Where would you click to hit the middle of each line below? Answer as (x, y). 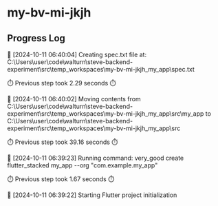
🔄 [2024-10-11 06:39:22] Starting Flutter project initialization (92, 195)
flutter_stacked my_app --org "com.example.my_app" (83, 165)
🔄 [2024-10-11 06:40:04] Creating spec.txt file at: (77, 54)
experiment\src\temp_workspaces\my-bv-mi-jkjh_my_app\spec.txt (101, 69)
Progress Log (36, 38)
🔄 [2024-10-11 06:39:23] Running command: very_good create (96, 158)
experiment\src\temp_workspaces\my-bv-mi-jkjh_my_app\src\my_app (106, 114)
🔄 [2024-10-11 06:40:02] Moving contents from (74, 99)
